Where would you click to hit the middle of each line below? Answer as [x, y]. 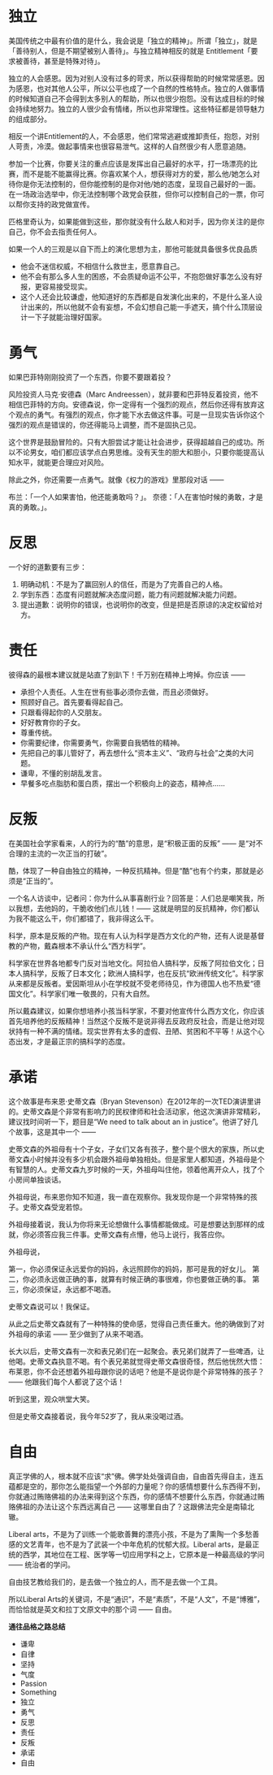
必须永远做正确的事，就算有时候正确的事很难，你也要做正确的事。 [140, 1279]
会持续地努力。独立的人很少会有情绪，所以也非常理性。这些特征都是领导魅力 [136, 108]
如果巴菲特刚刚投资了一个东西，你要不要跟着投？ [90, 377]
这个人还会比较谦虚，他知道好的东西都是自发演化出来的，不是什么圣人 [138, 297]
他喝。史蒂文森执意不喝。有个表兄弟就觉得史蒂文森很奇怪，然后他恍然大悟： [136, 1361]
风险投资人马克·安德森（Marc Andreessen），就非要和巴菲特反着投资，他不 [133, 394]
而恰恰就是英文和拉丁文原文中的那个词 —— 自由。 [92, 1609]
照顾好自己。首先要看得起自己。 [74, 702]
